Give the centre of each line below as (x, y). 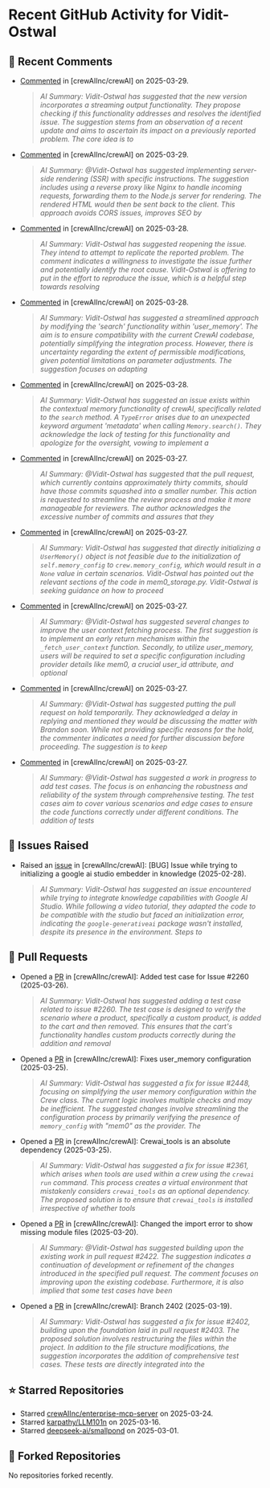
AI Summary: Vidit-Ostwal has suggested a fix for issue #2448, (145, 1083)
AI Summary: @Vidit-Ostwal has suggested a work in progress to (148, 778)
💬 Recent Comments (61, 61)
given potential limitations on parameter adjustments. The (136, 360)
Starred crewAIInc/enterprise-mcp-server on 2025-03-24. (117, 1414)
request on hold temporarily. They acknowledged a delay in (139, 712)
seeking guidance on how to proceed (102, 591)
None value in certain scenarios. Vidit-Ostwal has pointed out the (147, 573)
